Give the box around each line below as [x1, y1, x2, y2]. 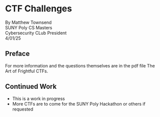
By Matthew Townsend [5, 19, 52, 25]
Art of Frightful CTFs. [5, 68, 48, 74]
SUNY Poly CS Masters [5, 24, 53, 30]
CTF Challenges [5, 3, 73, 14]
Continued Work [5, 82, 57, 91]
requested [12, 106, 34, 112]
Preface [5, 50, 30, 58]
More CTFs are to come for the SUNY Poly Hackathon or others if [12, 101, 146, 107]
